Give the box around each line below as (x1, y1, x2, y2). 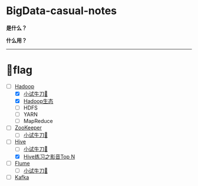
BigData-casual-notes (6, 4, 117, 18)
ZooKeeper (14, 124, 42, 131)
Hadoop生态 (23, 98, 54, 104)
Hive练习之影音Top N (23, 153, 75, 160)
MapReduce (23, 118, 53, 125)
